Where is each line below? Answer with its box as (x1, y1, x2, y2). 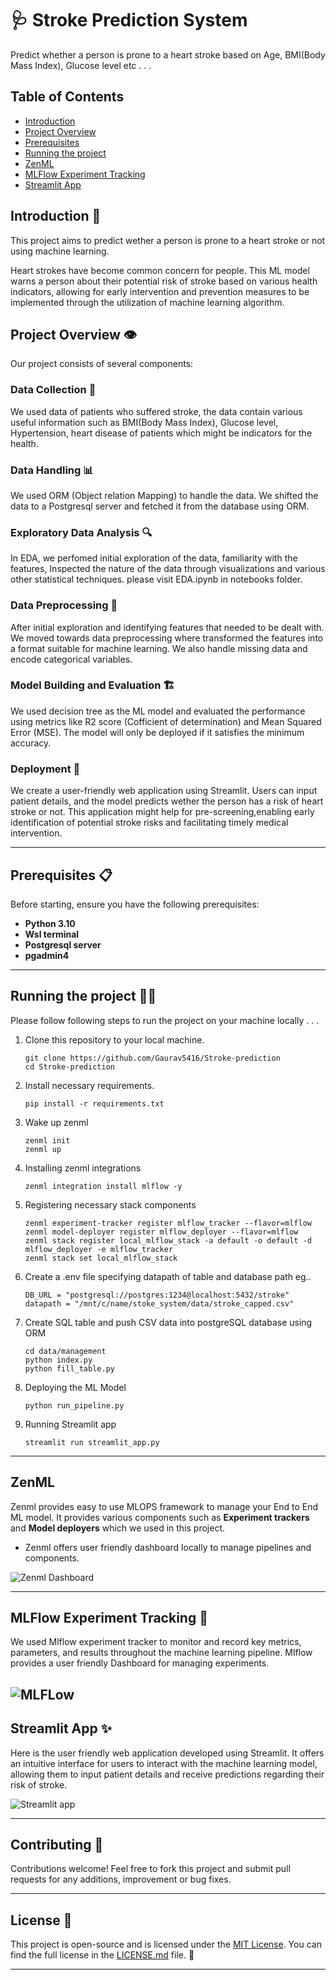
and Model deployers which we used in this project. (10, 1522, 225, 1534)
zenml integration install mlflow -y (24, 1181, 183, 1191)
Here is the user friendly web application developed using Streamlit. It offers (10, 1747, 325, 1759)
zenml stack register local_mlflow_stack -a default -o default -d (24, 1235, 312, 1246)
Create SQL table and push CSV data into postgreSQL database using (24, 1316, 313, 1328)
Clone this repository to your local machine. (24, 1033, 205, 1046)
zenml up (24, 1144, 62, 1154)
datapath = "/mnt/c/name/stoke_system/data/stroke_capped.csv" (24, 1298, 295, 1309)
